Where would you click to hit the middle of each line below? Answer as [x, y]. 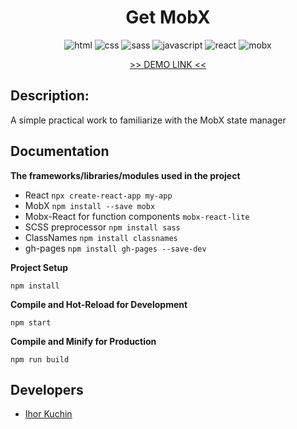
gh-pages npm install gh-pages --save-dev [115, 248]
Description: [50, 96]
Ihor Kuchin [48, 414]
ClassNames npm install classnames [101, 237]
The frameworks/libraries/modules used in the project [125, 175]
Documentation [60, 151]
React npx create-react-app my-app [98, 195]
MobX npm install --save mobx [90, 205]
